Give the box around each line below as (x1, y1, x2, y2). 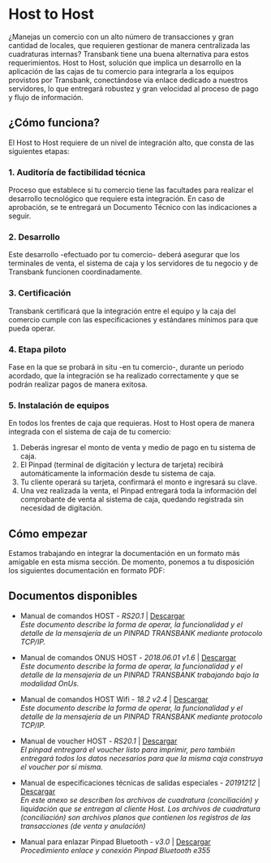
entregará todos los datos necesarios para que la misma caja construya (19, 753, 264, 763)
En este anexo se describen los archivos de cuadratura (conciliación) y (19, 795, 259, 804)
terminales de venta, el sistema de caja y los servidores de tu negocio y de (8, 258, 258, 269)
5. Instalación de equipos (8, 400, 110, 411)
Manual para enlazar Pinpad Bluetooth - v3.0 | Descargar (19, 836, 211, 847)
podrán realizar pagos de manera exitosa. (8, 379, 148, 389)
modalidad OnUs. (19, 678, 80, 688)
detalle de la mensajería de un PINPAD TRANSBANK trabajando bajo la (19, 669, 260, 680)
